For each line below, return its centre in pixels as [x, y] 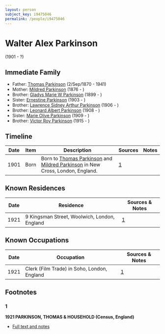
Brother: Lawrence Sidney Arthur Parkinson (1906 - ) [65, 105]
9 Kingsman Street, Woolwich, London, [70, 216]
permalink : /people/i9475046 [35, 19]
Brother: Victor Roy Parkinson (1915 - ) [51, 121]
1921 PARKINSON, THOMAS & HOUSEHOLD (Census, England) [70, 317]
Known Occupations [37, 240]
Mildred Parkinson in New [71, 165]
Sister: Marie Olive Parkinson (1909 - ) [51, 116]
